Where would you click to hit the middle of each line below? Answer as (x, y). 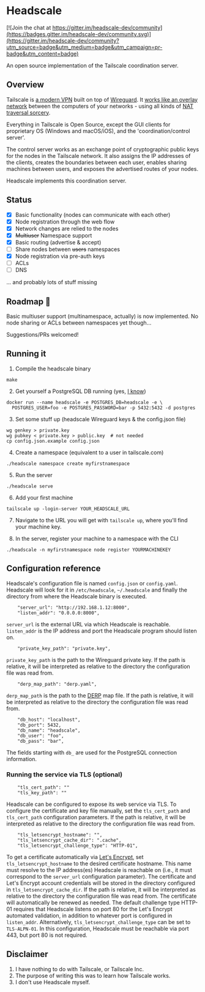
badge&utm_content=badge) (43, 53)
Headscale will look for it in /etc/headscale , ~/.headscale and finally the (97, 590)
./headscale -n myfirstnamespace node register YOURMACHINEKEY (89, 550)
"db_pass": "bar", (41, 741)
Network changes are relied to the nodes (67, 228)
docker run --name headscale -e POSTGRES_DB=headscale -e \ (85, 402)
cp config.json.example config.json (53, 441)
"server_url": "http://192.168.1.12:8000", (74, 607)
